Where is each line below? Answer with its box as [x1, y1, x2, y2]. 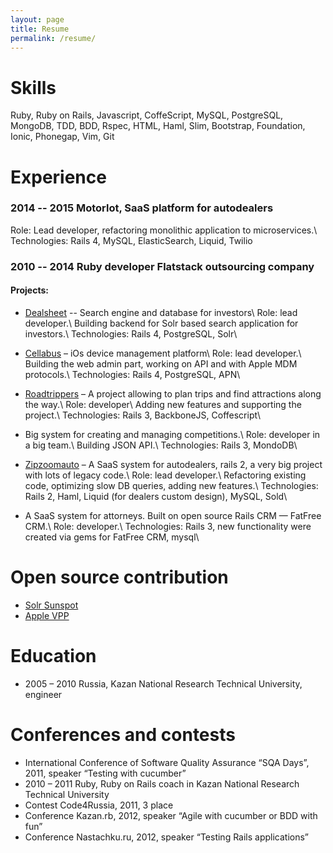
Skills [10, 76, 57, 99]
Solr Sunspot [24, 599, 79, 611]
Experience [10, 166, 107, 188]
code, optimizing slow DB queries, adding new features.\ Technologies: [24, 479, 319, 491]
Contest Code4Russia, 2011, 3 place [24, 799, 174, 811]
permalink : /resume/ [10, 33, 97, 43]
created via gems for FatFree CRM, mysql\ [24, 531, 200, 543]
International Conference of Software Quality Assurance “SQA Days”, [24, 756, 310, 768]
